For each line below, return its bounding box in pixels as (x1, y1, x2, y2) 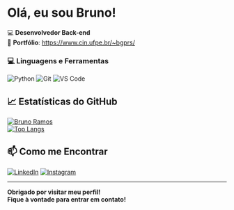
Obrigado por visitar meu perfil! (7, 188, 101, 196)
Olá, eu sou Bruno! (7, 5, 116, 21)
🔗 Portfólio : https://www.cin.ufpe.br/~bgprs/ (7, 38, 136, 47)
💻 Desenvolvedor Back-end (7, 28, 91, 36)
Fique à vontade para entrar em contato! (7, 195, 127, 203)
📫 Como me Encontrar (7, 146, 108, 158)
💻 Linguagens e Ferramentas (7, 56, 109, 65)
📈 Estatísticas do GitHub (7, 95, 118, 107)
